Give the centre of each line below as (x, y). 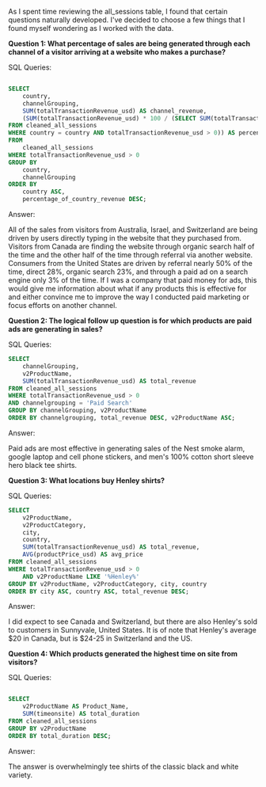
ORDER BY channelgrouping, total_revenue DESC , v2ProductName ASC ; (122, 418)
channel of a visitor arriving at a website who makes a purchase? (117, 52)
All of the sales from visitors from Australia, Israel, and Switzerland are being (133, 230)
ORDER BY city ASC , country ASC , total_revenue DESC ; (99, 591)
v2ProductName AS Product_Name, (76, 707)
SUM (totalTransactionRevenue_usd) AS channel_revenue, (115, 111)
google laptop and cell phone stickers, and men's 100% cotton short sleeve (131, 456)
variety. (21, 774)
